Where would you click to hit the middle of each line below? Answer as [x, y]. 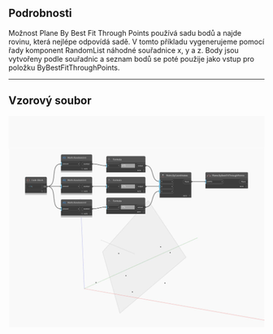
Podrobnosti [40, 13]
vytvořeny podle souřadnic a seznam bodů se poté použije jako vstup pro [131, 59]
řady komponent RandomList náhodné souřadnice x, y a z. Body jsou [123, 50]
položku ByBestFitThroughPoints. [64, 67]
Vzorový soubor [50, 101]
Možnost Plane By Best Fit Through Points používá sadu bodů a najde [125, 33]
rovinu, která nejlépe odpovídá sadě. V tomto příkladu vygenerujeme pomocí [136, 41]
